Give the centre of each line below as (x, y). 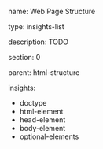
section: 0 (24, 57)
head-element (42, 120)
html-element (41, 111)
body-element (42, 128)
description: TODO (39, 42)
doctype (33, 103)
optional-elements (49, 136)
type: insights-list (36, 26)
